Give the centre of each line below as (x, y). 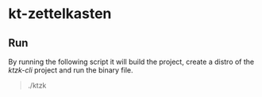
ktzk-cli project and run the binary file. (71, 70)
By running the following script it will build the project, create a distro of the (131, 62)
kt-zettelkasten (60, 14)
